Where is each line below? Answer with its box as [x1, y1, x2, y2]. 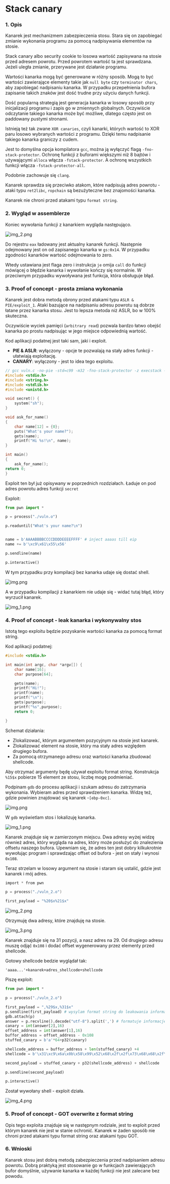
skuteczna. [5, 313, 28, 319]
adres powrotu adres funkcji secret [5, 485, 79, 491]
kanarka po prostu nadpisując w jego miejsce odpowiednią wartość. [5, 328, 147, 334]
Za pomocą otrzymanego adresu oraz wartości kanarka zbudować [12, 753, 152, 759]
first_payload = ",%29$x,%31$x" [5, 1004, 73, 1010]
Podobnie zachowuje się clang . [5, 172, 70, 178]
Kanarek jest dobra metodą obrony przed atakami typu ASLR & [5, 297, 134, 303]
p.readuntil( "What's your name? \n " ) [5, 523, 82, 528]
